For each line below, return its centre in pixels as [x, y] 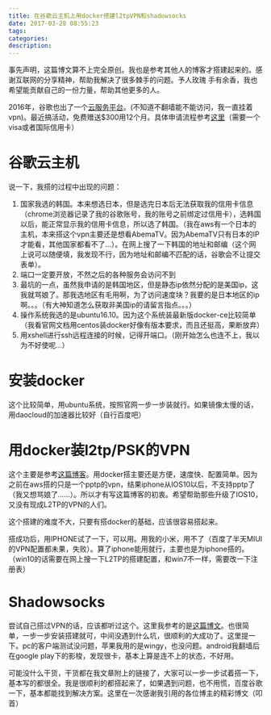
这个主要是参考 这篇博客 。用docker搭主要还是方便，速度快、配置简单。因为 [133, 474]
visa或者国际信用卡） [44, 128]
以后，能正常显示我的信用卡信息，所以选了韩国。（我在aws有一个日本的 [138, 224]
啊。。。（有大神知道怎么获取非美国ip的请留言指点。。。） [108, 305]
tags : [17, 31]
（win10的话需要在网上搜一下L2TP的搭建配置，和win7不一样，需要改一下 [130, 558]
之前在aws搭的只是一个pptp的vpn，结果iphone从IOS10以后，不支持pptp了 [132, 484]
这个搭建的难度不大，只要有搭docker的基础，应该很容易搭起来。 [115, 521]
